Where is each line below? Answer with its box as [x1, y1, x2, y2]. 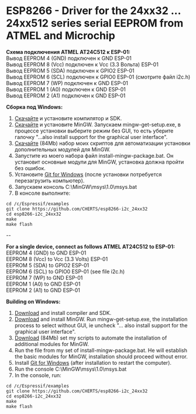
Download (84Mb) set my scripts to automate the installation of [14, 334, 167, 341]
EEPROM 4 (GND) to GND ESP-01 [6, 249, 87, 256]
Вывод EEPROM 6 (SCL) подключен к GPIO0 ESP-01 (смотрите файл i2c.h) [6, 73, 191, 80]
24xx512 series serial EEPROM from [6, 16, 184, 30]
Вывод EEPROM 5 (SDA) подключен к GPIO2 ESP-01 [6, 67, 135, 74]
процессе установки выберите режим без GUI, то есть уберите [14, 127, 174, 134]
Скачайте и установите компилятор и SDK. [14, 114, 122, 121]
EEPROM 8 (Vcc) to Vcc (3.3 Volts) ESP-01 [6, 255, 108, 262]
